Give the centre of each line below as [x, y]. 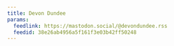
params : [18, 20]
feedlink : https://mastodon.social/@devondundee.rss [90, 26]
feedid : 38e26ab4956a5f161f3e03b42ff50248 [75, 32]
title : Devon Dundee [37, 13]
